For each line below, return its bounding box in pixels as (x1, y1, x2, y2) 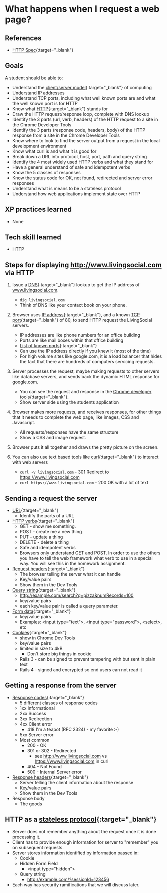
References (5, 34, 42, 42)
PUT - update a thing (19, 534, 63, 540)
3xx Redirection (19, 716, 52, 722)
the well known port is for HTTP (12, 100, 78, 106)
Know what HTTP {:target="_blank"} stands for (12, 106, 108, 112)
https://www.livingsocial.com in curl (34, 758, 109, 764)
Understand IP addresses (12, 90, 65, 96)
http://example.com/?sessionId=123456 (27, 876, 110, 882)
